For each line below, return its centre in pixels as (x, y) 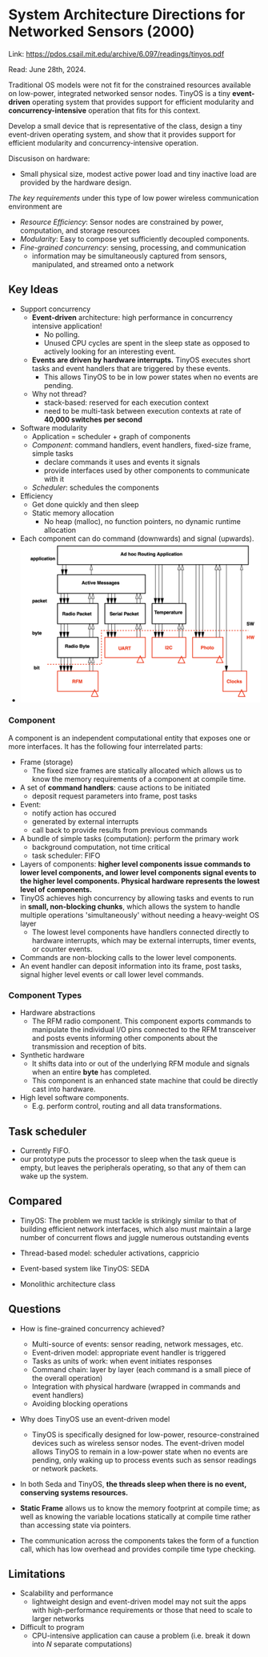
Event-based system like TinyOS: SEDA (85, 1268)
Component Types (45, 995)
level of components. (56, 889)
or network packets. (65, 1468)
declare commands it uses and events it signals (122, 462)
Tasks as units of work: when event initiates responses (122, 1361)
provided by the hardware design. (76, 182)
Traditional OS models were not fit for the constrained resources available (130, 85)
